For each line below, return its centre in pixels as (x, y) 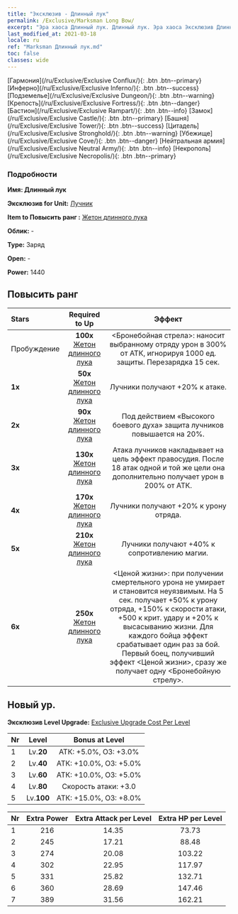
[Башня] (177, 118)
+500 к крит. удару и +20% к (168, 617)
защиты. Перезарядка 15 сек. (168, 361)
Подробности (32, 174)
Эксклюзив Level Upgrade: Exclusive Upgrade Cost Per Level (99, 722)
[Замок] (201, 110)
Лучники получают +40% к (168, 544)
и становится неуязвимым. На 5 (168, 591)
